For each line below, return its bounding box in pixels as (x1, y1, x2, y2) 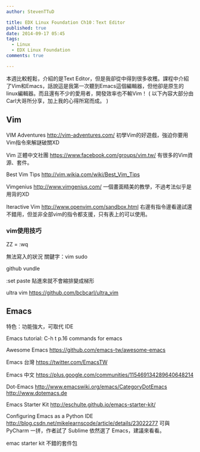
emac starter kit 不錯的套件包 (6, 440, 78, 447)
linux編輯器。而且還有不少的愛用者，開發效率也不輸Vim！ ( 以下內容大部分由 (6, 90, 194, 97)
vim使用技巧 (6, 227, 42, 235)
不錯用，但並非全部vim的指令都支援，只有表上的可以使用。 (6, 211, 151, 218)
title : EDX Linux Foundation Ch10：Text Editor (6, 19, 126, 26)
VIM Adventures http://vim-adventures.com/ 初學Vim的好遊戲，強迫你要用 (6, 131, 189, 139)
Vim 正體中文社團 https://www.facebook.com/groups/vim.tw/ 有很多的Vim (6, 151, 188, 158)
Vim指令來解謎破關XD (6, 139, 60, 146)
